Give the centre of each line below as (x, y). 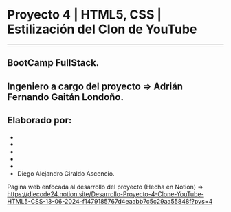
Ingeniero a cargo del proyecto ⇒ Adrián (95, 86)
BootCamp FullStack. (53, 63)
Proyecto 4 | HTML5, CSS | (85, 15)
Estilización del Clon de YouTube (102, 29)
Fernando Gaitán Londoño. (65, 97)
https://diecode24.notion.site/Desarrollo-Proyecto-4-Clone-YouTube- (106, 194)
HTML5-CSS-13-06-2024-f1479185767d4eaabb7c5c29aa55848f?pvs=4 (110, 201)
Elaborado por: (40, 120)
